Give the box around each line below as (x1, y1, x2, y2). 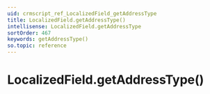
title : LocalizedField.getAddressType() (7, 17, 127, 23)
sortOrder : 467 (7, 29, 51, 37)
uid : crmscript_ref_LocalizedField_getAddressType (7, 10, 157, 17)
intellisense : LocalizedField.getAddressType (7, 23, 141, 30)
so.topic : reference (7, 42, 67, 49)
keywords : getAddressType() (7, 36, 89, 43)
